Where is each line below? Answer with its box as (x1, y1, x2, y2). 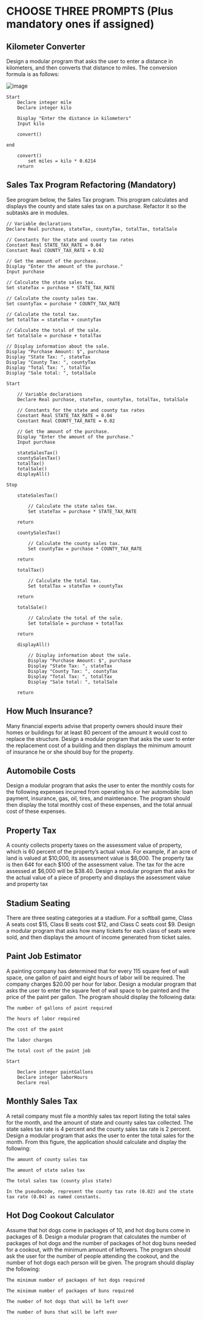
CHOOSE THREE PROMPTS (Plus (6, 4, 174, 18)
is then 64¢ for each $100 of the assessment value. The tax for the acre (6, 861, 185, 868)
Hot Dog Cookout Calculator (6, 1210, 115, 1221)
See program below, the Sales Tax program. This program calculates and (6, 196, 188, 203)
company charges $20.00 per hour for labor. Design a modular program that (6, 980, 197, 988)
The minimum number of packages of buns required (6, 1288, 135, 1294)
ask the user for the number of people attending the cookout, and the (6, 1252, 179, 1260)
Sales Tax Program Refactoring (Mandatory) (6, 180, 176, 190)
